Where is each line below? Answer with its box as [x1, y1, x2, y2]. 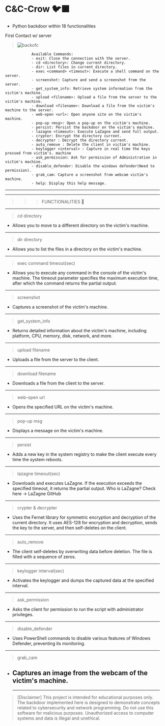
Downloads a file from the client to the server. [12, 380, 105, 386]
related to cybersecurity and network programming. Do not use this [17, 704, 154, 711]
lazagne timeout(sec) [17, 471, 60, 476]
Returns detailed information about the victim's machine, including [12, 327, 147, 333]
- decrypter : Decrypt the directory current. [31, 138, 129, 143]
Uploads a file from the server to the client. [12, 356, 99, 362]
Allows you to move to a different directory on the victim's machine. [12, 222, 149, 228]
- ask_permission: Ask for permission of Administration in [31, 155, 157, 160]
